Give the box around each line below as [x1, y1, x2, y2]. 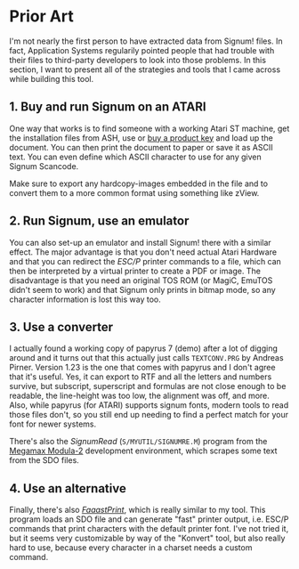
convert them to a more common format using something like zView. [9, 187, 260, 198]
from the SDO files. [9, 455, 80, 466]
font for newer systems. [9, 419, 97, 429]
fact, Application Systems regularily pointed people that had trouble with [9, 45, 275, 55]
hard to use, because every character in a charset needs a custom [9, 542, 253, 553]
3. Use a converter [9, 319, 114, 335]
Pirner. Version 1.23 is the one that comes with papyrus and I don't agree [9, 362, 276, 373]
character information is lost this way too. [9, 294, 162, 305]
